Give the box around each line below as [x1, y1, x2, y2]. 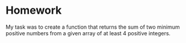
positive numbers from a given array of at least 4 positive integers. [5, 29, 171, 36]
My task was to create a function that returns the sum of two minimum [5, 23, 180, 30]
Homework [5, 4, 62, 17]
